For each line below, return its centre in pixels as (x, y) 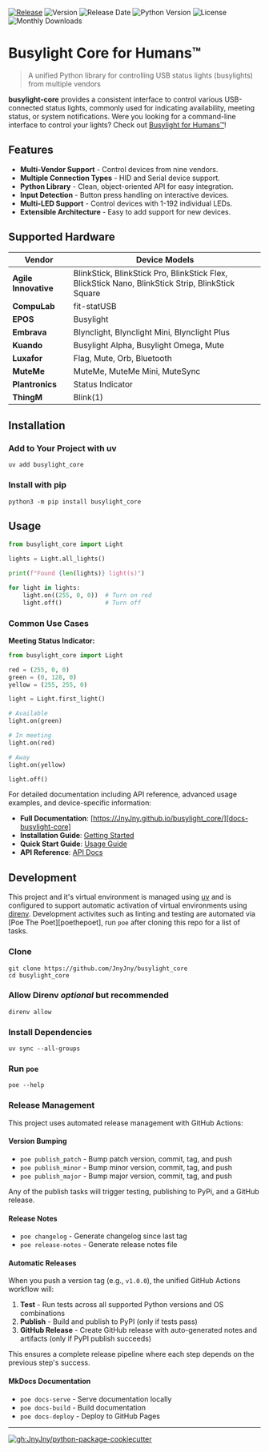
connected (26, 107)
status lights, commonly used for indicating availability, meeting (150, 107)
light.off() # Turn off (82, 603)
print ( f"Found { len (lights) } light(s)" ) (77, 574)
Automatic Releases (42, 1263)
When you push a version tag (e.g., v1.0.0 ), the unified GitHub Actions (124, 1281)
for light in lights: (44, 588)
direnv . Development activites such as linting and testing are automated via (132, 914)
